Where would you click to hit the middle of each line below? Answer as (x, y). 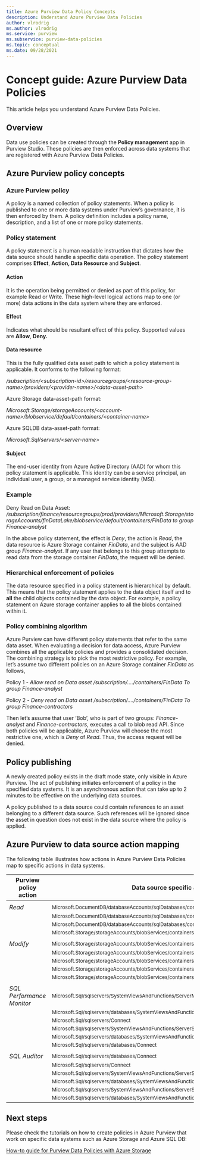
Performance (28, 996)
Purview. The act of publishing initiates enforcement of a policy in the (91, 783)
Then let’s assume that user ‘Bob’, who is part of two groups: (80, 718)
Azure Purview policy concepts (65, 173)
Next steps (27, 1118)
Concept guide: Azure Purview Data (97, 79)
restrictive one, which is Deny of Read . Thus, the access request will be (94, 737)
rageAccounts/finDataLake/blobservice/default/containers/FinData (89, 520)
